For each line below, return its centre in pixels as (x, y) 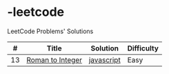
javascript (105, 59)
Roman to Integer (54, 59)
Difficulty (143, 48)
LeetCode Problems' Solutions (50, 31)
